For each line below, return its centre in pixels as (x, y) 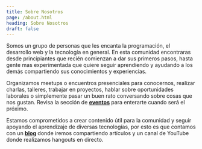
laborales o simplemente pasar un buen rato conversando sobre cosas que (99, 96)
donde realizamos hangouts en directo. (55, 140)
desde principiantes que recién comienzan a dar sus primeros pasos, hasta (99, 59)
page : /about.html (29, 17)
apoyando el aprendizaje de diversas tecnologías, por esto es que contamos (101, 127)
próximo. (17, 109)
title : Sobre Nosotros (35, 12)
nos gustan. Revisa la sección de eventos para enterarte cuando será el (96, 103)
